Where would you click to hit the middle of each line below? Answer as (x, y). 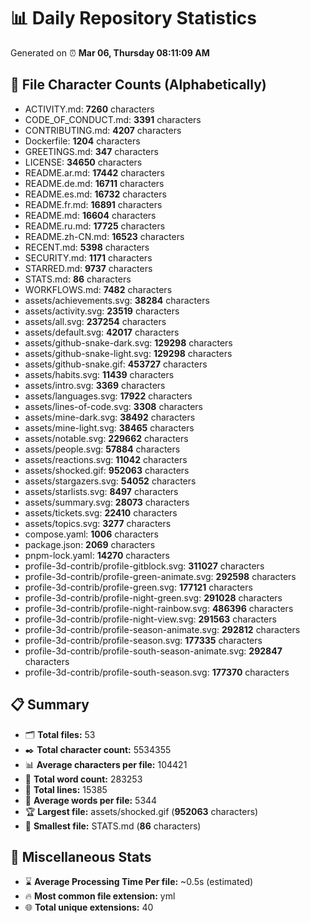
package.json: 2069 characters (90, 544)
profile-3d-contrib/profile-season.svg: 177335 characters (143, 640)
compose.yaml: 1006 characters (91, 534)
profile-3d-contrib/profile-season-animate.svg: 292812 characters (162, 629)
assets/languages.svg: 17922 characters (108, 396)
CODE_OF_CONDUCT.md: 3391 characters (113, 119)
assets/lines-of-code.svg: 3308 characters (113, 406)
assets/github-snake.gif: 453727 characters (116, 364)
